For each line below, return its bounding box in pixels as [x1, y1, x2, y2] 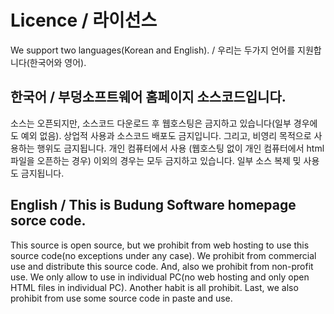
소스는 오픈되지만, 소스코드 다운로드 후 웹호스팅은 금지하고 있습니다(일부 [10, 117, 292, 129]
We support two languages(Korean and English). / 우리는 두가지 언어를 [10, 44, 296, 56]
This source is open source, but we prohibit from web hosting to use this [10, 239, 310, 251]
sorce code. [10, 212, 87, 230]
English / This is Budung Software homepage [10, 197, 297, 214]
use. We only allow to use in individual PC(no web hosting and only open [10, 271, 310, 283]
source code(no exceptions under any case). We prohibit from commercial [10, 249, 317, 261]
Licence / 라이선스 [10, 9, 158, 32]
